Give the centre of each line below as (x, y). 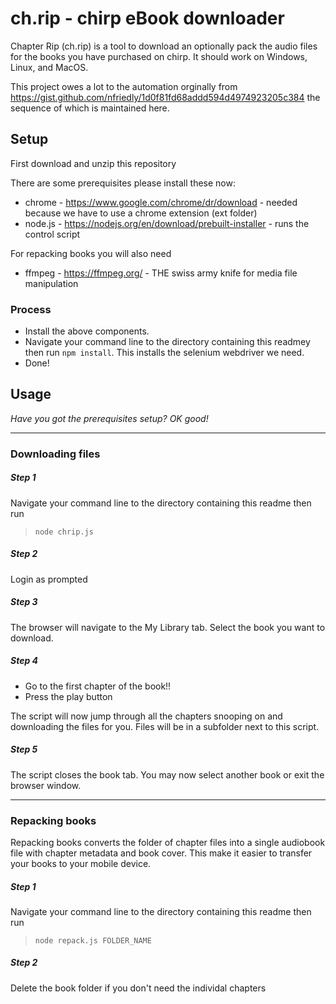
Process (31, 309)
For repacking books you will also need (91, 253)
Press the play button (68, 696)
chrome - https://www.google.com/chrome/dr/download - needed (161, 202)
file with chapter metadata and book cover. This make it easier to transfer (161, 853)
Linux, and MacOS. (49, 67)
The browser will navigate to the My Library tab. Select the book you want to (168, 627)
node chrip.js (64, 532)
